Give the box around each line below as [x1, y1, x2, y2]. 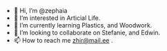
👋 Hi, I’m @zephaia [13, 7, 68, 14]
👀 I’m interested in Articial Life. [13, 14, 101, 22]
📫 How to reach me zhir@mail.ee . [13, 37, 113, 44]
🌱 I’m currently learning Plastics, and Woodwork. [13, 21, 153, 29]
